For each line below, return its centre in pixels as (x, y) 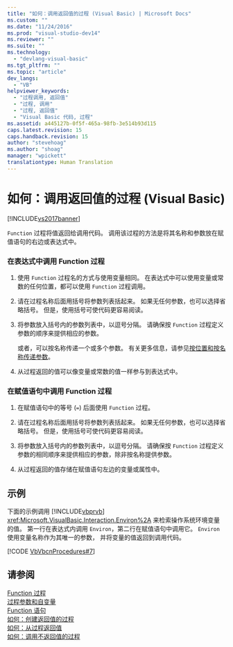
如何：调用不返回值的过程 (44, 636)
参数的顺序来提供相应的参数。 (60, 333)
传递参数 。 (38, 357)
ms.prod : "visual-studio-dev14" (54, 33)
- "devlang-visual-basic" (51, 59)
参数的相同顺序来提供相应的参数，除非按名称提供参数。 (96, 454)
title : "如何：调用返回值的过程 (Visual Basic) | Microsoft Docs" (100, 14)
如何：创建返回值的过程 (41, 619)
